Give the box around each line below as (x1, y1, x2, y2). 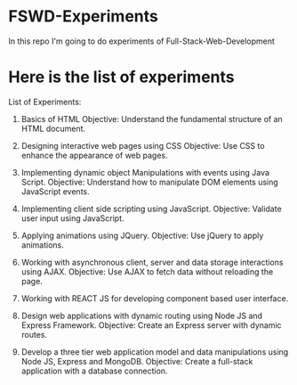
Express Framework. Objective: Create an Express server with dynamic (20, 319, 282, 331)
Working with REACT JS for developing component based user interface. (20, 292, 289, 304)
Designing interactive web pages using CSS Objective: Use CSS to (20, 140, 265, 151)
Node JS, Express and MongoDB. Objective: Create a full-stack (20, 356, 253, 366)
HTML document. (20, 123, 86, 134)
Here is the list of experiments (8, 67, 235, 87)
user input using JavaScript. (20, 212, 124, 224)
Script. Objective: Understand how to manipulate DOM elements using (20, 176, 279, 187)
